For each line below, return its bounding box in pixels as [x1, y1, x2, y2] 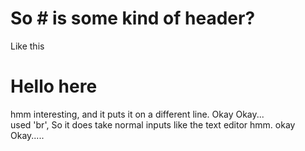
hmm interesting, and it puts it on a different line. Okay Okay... [10, 108, 265, 120]
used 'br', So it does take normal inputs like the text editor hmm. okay [10, 118, 296, 131]
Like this [10, 40, 45, 52]
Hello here [10, 75, 98, 98]
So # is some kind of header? [10, 7, 256, 30]
